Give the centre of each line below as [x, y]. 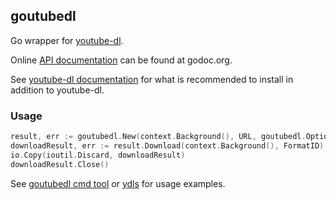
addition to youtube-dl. [57, 90]
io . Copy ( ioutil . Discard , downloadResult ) [98, 155]
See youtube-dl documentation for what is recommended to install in [152, 79]
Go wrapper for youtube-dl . [67, 40]
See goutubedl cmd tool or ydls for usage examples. [118, 183]
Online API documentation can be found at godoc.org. [121, 60]
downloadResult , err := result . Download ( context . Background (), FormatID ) [167, 145]
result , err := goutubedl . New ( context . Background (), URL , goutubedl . [158, 137]
